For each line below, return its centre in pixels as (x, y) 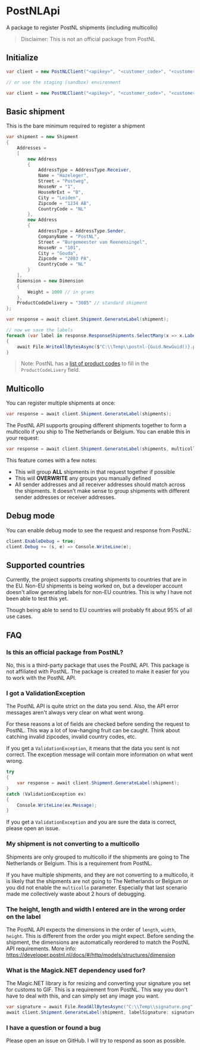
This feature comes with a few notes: (51, 460)
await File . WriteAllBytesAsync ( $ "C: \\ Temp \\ (73, 347)
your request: (23, 438)
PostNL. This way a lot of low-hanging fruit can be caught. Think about (93, 731)
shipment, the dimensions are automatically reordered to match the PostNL (98, 942)
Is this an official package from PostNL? (65, 652)
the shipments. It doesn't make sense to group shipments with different (102, 491)
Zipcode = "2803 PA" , (65, 259)
